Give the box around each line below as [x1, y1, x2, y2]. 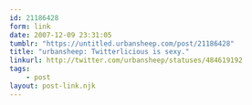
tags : [9, 65, 30, 74]
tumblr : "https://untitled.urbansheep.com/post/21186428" [9, 38, 235, 48]
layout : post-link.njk [9, 81, 96, 90]
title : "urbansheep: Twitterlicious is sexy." [9, 47, 190, 57]
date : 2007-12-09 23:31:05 [9, 30, 112, 39]
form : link [9, 22, 51, 31]
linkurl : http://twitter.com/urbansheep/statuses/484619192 [9, 56, 244, 65]
